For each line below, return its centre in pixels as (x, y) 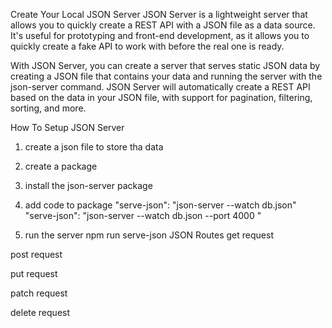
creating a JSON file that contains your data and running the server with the (166, 76)
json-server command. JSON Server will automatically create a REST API (160, 87)
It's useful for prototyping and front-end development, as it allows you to (160, 35)
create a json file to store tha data (94, 147)
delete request (40, 312)
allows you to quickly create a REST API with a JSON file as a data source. (163, 25)
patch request (39, 293)
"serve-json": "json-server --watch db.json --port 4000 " (143, 215)
